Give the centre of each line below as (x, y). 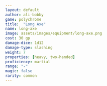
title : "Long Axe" (26, 24)
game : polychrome (23, 19)
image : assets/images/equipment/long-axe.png (54, 33)
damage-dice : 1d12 (24, 43)
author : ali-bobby (24, 15)
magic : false (19, 71)
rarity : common (21, 76)
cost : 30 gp (18, 38)
